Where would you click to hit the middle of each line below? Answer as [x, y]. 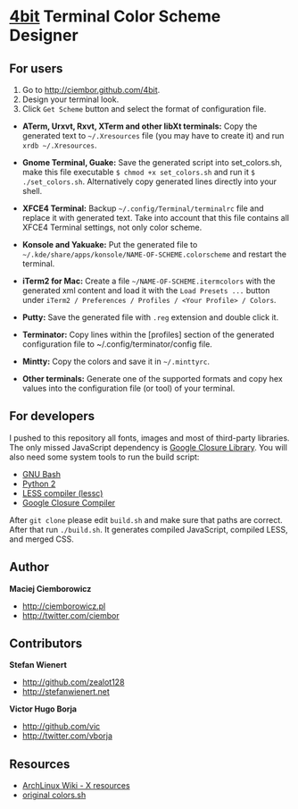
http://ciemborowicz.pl [64, 606]
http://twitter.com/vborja [67, 736]
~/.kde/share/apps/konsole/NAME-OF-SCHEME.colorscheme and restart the [154, 254]
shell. [32, 191]
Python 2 [39, 484]
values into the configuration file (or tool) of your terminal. [128, 388]
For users [36, 68]
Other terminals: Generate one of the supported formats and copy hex [152, 379]
